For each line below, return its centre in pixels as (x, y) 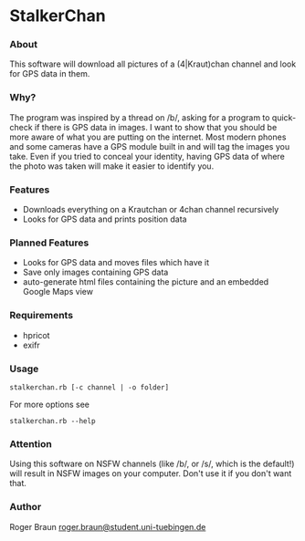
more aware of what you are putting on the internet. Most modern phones (148, 137)
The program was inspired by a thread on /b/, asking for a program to (140, 117)
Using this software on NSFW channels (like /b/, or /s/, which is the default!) (152, 464)
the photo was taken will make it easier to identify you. (112, 166)
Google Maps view (58, 292)
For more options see (49, 404)
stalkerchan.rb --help (53, 421)
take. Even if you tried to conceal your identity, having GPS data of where (147, 156)
